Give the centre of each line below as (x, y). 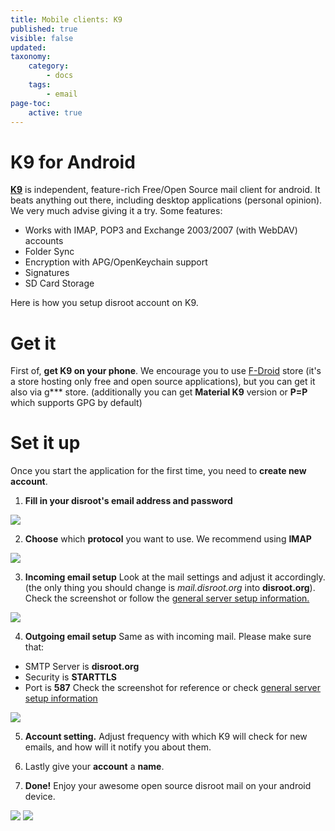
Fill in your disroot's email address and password (128, 501)
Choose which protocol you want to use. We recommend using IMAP (168, 539)
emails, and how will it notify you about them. (118, 747)
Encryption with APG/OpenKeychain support (116, 262)
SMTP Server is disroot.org (82, 667)
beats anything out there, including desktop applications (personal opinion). (166, 200)
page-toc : (31, 103)
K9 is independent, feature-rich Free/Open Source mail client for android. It (165, 190)
